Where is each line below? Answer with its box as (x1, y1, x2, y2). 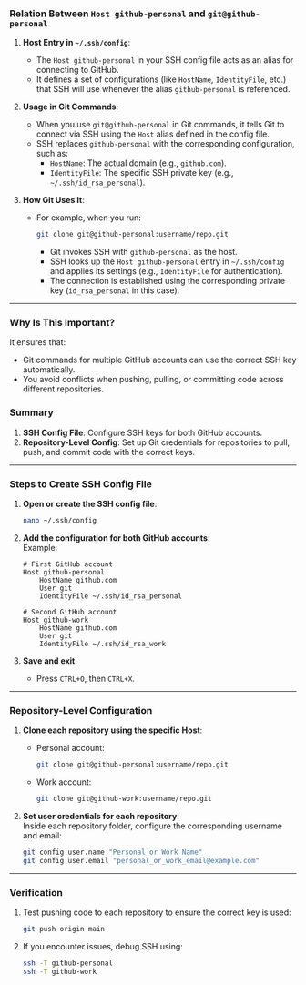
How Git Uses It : (22, 195, 85, 206)
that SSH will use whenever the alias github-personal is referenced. (36, 84, 291, 95)
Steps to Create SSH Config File (9, 477, 152, 490)
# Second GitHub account (22, 607, 117, 616)
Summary (9, 406, 55, 419)
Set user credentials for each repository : (22, 810, 179, 821)
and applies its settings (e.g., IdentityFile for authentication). (49, 266, 283, 277)
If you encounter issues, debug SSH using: (22, 940, 184, 951)
